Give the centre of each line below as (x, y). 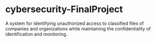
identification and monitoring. (36, 34)
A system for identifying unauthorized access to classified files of (75, 23)
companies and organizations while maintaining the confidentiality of (78, 28)
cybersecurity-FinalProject (64, 9)
